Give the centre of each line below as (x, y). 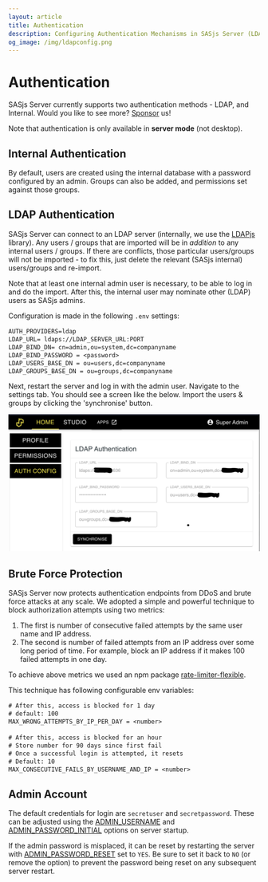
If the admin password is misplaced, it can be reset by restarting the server (132, 846)
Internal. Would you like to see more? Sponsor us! (90, 113)
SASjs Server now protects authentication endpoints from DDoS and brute (130, 593)
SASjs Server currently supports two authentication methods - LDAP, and (129, 104)
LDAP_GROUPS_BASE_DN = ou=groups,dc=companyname (91, 371)
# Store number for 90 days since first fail (85, 746)
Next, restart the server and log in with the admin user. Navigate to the (124, 386)
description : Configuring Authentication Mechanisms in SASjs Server (126, 33)
